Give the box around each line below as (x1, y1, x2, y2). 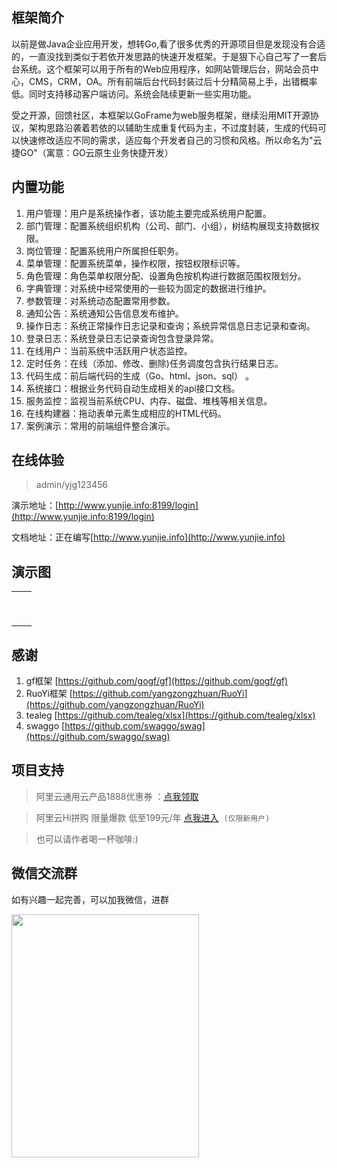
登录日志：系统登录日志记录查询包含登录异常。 (25, 332, 219, 344)
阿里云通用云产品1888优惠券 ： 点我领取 (35, 790, 199, 802)
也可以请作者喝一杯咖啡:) (35, 833, 139, 845)
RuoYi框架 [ (25, 688, 73, 700)
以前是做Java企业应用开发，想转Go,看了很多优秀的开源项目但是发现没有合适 (11, 38, 326, 50)
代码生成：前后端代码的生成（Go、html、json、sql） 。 (25, 369, 254, 382)
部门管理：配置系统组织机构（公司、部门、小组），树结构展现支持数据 (25, 219, 311, 232)
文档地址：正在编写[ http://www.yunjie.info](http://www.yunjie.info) (11, 531, 286, 543)
